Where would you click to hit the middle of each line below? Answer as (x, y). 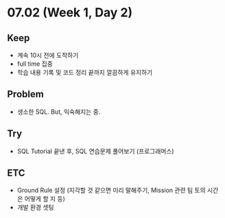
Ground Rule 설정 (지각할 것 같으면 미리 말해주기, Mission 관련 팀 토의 (111, 191)
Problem (26, 94)
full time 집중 (35, 64)
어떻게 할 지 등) (45, 199)
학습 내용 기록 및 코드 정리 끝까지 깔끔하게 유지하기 (85, 72)
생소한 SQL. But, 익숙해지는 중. (59, 112)
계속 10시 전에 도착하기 (48, 55)
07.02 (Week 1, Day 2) (70, 13)
